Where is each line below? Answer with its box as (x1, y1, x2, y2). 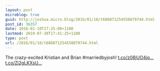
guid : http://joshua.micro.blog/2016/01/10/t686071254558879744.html (5, 17, 155, 22)
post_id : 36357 (5, 21, 37, 27)
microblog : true (5, 12, 39, 17)
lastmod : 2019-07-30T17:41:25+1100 (5, 31, 81, 36)
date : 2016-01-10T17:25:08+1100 (5, 26, 73, 31)
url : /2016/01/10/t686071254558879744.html (5, 41, 99, 46)
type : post (5, 36, 28, 41)
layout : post (5, 7, 33, 13)
